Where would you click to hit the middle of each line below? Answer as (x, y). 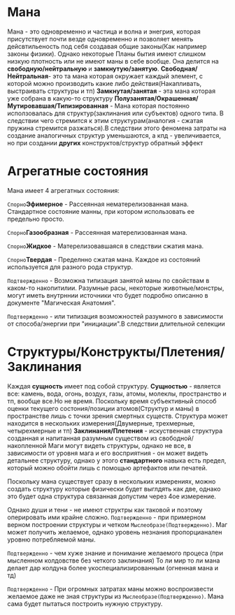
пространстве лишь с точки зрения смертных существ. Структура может (117, 416)
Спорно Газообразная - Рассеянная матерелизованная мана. (97, 232)
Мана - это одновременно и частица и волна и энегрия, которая (104, 31)
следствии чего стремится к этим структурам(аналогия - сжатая (105, 120)
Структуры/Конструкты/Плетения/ (116, 352)
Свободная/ (179, 68)
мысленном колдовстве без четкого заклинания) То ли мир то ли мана (114, 560)
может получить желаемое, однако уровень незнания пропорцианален (115, 532)
